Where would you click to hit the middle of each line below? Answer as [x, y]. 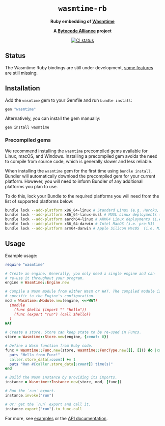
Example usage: [21, 256]
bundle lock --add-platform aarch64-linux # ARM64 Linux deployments [78, 219]
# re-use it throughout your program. [45, 278]
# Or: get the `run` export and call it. [48, 404]
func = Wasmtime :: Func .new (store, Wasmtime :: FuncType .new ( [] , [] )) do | [81, 350]
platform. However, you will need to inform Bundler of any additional [74, 181]
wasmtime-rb [82, 9]
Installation [23, 88]
